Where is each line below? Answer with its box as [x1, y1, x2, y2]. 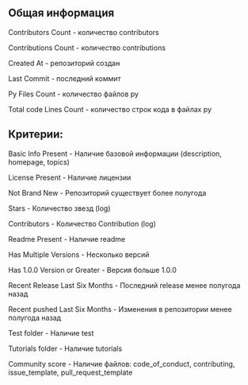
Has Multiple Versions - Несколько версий [8, 250, 150, 259]
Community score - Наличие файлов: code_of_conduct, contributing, [8, 359, 235, 368]
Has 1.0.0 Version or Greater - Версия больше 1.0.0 [8, 265, 177, 274]
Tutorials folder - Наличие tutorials [8, 344, 123, 353]
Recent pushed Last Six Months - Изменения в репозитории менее [8, 304, 232, 313]
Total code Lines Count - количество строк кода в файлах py [8, 104, 212, 114]
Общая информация [8, 6, 115, 20]
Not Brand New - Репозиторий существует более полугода [8, 188, 207, 197]
